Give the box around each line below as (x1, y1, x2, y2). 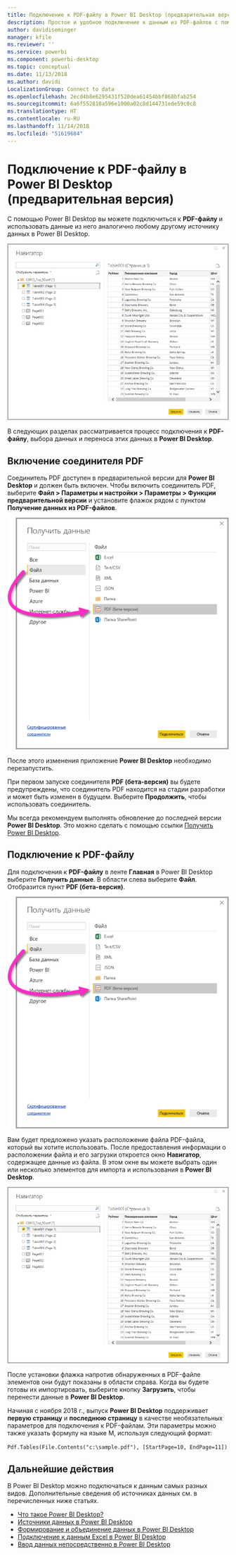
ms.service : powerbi (7, 49, 68, 56)
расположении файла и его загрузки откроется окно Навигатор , (7, 1150, 202, 1159)
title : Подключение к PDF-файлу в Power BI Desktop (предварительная (7, 11, 216, 18)
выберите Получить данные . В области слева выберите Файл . (7, 875, 197, 883)
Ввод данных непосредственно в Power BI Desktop (17, 1540, 171, 1549)
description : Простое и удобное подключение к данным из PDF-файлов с (7, 18, 218, 26)
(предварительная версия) (7, 191, 174, 207)
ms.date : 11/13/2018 (7, 70, 68, 77)
